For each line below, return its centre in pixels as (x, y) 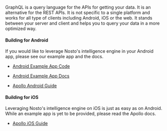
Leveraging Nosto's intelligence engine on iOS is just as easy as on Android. (84, 108)
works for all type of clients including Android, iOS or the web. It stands (79, 18)
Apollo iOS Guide (30, 123)
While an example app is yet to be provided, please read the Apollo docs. (81, 114)
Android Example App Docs (41, 76)
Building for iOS (22, 97)
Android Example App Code (41, 66)
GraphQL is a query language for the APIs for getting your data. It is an (78, 7)
